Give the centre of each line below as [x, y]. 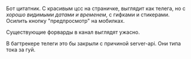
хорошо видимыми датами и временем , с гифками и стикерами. [88, 15]
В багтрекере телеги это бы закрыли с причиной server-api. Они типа [93, 44]
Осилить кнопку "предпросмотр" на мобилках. [66, 21]
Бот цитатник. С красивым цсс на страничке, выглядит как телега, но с [96, 8]
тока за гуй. [21, 50]
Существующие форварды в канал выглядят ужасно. [73, 32]
